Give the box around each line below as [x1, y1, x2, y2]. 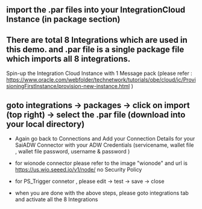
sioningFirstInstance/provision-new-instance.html [6, 83, 130, 90]
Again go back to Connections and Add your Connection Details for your [14, 135, 195, 143]
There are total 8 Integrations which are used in [6, 34, 188, 45]
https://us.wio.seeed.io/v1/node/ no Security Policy [14, 166, 142, 173]
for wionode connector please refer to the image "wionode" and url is [14, 159, 188, 167]
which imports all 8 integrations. [6, 54, 131, 64]
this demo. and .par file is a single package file [6, 44, 185, 54]
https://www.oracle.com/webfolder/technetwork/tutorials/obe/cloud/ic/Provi [6, 76, 196, 83]
